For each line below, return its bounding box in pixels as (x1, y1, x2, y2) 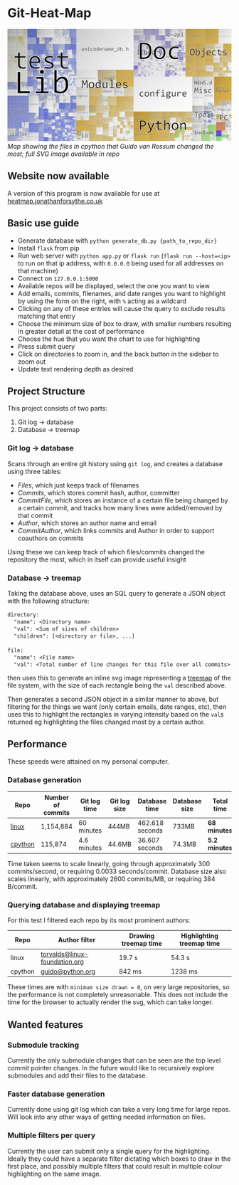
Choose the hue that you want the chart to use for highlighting (17, 335, 201, 343)
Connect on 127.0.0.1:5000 (17, 274, 99, 283)
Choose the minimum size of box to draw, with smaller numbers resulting (17, 319, 232, 328)
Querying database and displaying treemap (7, 900, 161, 910)
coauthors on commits (17, 534, 84, 542)
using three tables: (7, 467, 63, 475)
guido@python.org (40, 967, 96, 976)
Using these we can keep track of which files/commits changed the (7, 547, 205, 556)
